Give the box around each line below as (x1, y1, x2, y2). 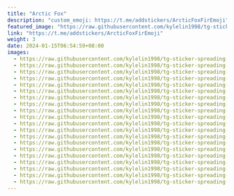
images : (7, 49, 30, 56)
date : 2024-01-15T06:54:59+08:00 (7, 42, 104, 49)
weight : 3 (7, 36, 36, 43)
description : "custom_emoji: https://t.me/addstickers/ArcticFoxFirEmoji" (7, 17, 229, 24)
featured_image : (7, 23, 54, 30)
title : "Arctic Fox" (7, 10, 68, 17)
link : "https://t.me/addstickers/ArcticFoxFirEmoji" (7, 29, 164, 37)
